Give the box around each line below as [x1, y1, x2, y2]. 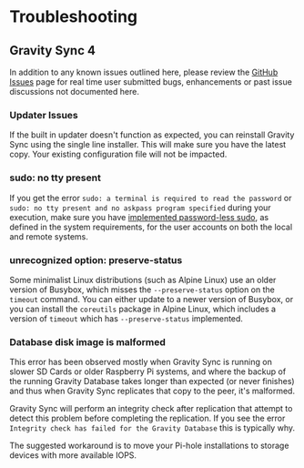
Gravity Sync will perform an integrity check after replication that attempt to [9, 403, 293, 414]
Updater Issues [9, 108, 79, 121]
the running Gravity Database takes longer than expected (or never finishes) [9, 376, 295, 387]
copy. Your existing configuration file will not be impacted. [9, 148, 228, 160]
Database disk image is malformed [9, 335, 167, 348]
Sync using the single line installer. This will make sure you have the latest [9, 139, 287, 150]
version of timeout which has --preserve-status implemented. [9, 312, 244, 324]
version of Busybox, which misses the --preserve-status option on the [9, 284, 275, 295]
